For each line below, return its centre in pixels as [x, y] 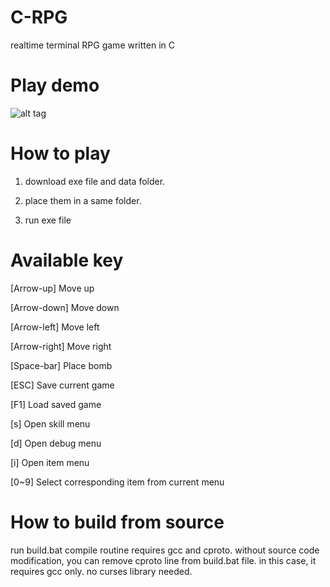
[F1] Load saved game [56, 404]
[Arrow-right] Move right [61, 346]
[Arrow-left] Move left [55, 327]
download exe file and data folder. [95, 181]
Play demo [55, 85]
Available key [67, 260]
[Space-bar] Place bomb [61, 365]
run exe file [48, 220]
